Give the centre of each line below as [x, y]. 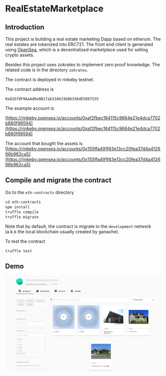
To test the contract [25, 241]
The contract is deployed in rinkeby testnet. [50, 80]
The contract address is [30, 89]
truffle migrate [22, 217]
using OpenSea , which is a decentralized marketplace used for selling [77, 50]
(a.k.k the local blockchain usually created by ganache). [62, 231]
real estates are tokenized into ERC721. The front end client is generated [79, 44]
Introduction [25, 27]
